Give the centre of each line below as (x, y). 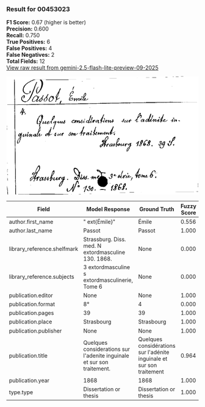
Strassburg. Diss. (105, 239)
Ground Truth (157, 209)
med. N (92, 245)
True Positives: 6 (28, 42)
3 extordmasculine (106, 267)
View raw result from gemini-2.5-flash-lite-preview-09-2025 (82, 68)
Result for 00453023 (38, 9)
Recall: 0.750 (23, 35)
